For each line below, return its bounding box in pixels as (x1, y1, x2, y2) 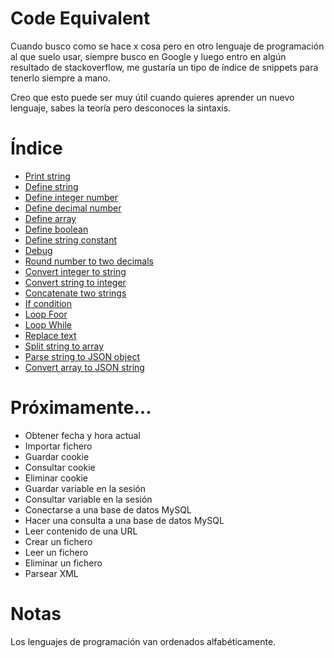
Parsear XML (24, 567, 79, 579)
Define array (24, 212, 77, 224)
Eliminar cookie (24, 472, 89, 484)
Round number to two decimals (24, 255, 154, 267)
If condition (24, 297, 72, 309)
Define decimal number (24, 202, 122, 214)
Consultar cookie (24, 461, 96, 473)
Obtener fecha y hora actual (24, 429, 141, 441)
